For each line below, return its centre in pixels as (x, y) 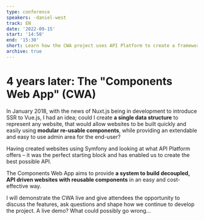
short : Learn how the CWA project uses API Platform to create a (90, 46)
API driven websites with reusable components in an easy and (86, 179)
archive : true (24, 52)
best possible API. (29, 161)
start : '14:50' (25, 35)
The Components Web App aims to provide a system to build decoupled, (98, 173)
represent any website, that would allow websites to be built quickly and (96, 124)
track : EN (19, 23)
